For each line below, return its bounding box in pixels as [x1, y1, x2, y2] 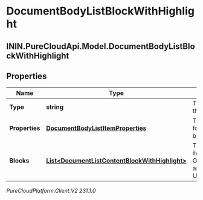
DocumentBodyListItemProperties [46, 124, 147, 132]
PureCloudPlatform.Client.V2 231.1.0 [6, 187, 96, 195]
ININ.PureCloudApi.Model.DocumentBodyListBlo [6, 41, 195, 51]
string [46, 103, 64, 111]
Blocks [9, 156, 30, 165]
